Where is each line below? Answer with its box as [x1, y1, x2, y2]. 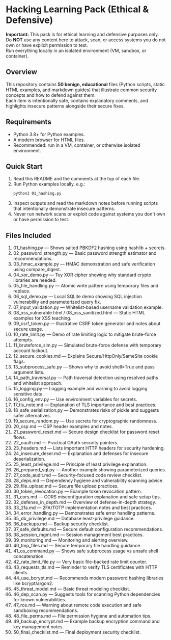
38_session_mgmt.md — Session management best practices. [13, 531, 144, 538]
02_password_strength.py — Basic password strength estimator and [13, 250, 157, 256]
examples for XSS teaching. [13, 315, 72, 322]
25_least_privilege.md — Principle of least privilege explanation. [13, 461, 148, 467]
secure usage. [13, 326, 44, 332]
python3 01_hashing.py [13, 191, 62, 196]
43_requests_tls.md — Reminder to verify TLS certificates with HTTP [13, 564, 158, 570]
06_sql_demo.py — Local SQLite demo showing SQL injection [13, 294, 142, 300]
